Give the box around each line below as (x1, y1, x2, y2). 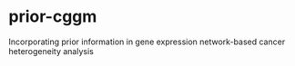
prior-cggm (8, 6, 97, 27)
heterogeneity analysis (8, 45, 95, 56)
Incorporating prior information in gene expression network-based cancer (8, 36, 286, 47)
